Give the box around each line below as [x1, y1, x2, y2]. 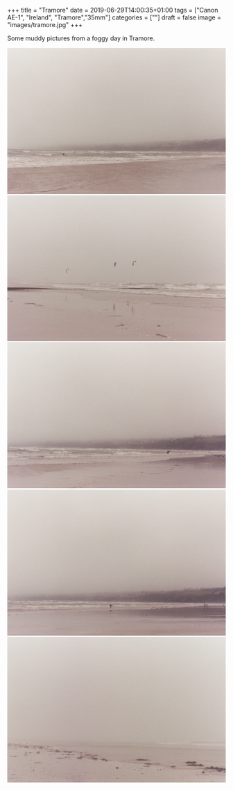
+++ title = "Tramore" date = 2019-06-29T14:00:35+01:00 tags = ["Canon [7, 6, 218, 14]
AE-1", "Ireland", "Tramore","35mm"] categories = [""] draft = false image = [7, 13, 222, 22]
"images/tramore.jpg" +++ [7, 21, 83, 29]
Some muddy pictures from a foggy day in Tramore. [7, 34, 155, 42]
